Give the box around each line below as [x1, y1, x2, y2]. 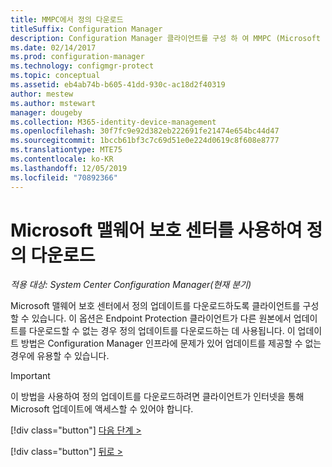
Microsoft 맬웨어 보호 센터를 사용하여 [10, 219, 303, 241]
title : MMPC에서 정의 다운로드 [10, 14, 124, 25]
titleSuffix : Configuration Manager [10, 24, 163, 34]
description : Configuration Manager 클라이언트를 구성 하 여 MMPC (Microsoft [10, 33, 321, 43]
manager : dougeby [10, 107, 83, 118]
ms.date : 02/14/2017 [10, 42, 97, 53]
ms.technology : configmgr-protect [10, 61, 155, 71]
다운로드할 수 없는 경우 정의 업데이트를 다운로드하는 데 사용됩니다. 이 [28, 325, 296, 337]
